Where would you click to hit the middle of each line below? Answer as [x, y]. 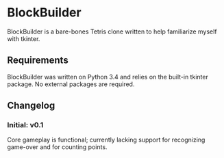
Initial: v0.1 [25, 125]
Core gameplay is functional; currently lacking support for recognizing [106, 140]
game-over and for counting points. [57, 147]
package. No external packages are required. [71, 84]
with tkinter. [24, 38]
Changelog [31, 106]
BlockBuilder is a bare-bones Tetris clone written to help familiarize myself [112, 31]
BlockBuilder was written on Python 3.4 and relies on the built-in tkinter [108, 77]
